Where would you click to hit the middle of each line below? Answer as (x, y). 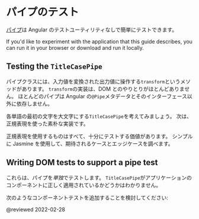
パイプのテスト (43, 12)
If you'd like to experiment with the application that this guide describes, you (99, 41)
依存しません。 (35, 104)
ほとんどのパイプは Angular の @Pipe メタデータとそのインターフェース (102, 96)
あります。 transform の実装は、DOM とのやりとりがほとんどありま (103, 89)
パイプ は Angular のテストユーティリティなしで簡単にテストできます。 (92, 30)
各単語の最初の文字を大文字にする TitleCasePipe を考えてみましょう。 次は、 (99, 116)
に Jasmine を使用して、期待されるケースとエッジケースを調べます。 (90, 143)
